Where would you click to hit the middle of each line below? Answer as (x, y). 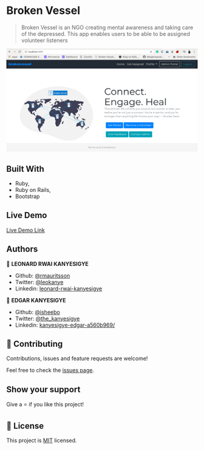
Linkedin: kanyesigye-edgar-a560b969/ (65, 325)
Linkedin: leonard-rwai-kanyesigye (59, 288)
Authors (22, 249)
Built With (25, 169)
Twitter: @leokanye (39, 282)
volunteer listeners (44, 40)
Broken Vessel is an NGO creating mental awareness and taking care (107, 27)
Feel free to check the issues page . (50, 370)
